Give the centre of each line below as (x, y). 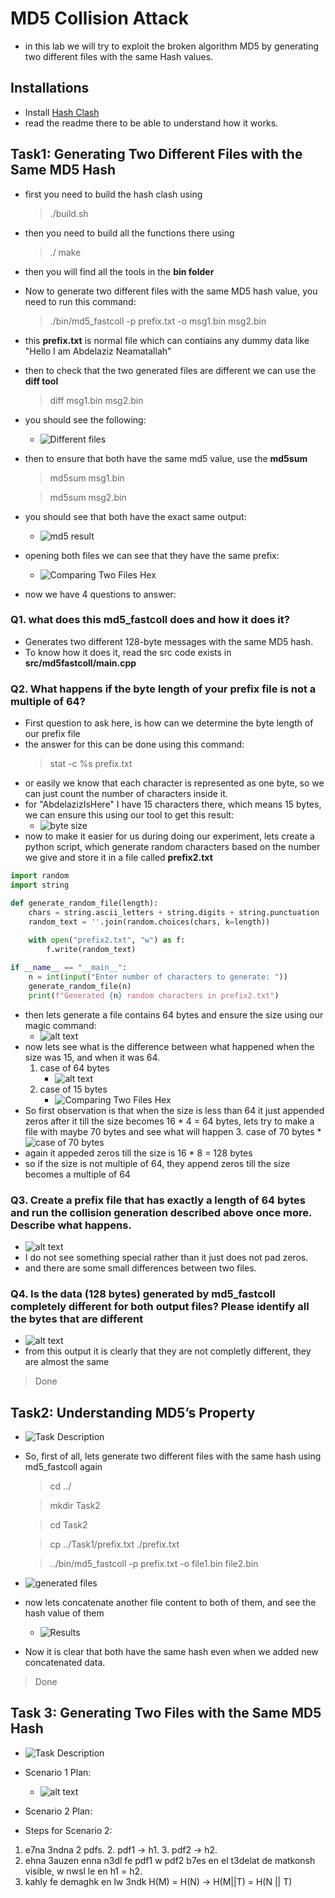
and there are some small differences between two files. (140, 1268)
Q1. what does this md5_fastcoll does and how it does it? (150, 620)
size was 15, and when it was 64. (92, 1057)
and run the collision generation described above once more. (161, 1212)
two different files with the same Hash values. (119, 56)
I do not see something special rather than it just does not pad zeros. (166, 1257)
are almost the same (67, 1362)
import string (40, 885)
